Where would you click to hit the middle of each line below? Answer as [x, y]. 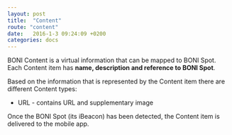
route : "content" [33, 27]
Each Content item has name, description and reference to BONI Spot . [111, 68]
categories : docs [33, 40]
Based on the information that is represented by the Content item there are [116, 81]
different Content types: [42, 89]
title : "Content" [34, 20]
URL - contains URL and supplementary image [85, 102]
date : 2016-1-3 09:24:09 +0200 [57, 34]
